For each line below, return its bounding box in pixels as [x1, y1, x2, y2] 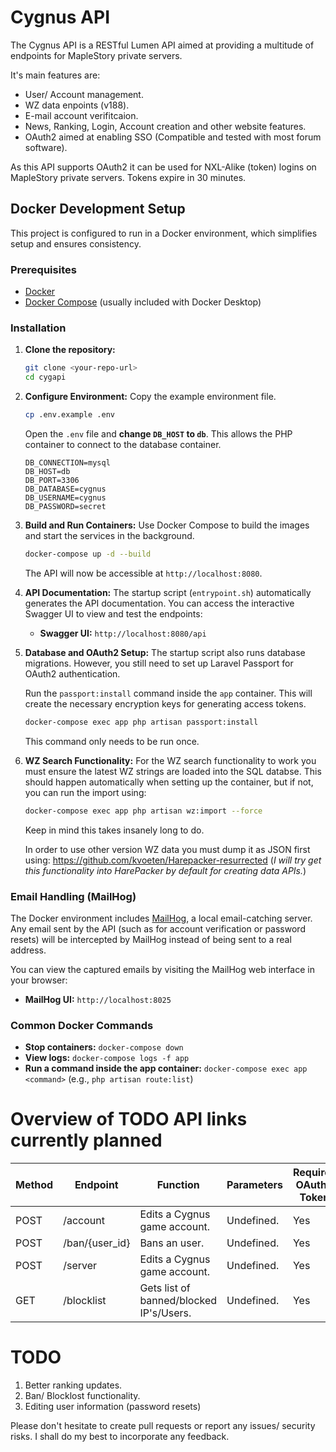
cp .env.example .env [24, 410, 115, 420]
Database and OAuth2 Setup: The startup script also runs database [24, 646, 306, 658]
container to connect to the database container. [24, 438, 222, 450]
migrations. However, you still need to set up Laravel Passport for [24, 657, 294, 669]
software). [24, 141, 68, 153]
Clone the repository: [24, 344, 116, 356]
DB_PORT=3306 [24, 475, 80, 485]
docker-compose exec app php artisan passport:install [24, 717, 259, 727]
